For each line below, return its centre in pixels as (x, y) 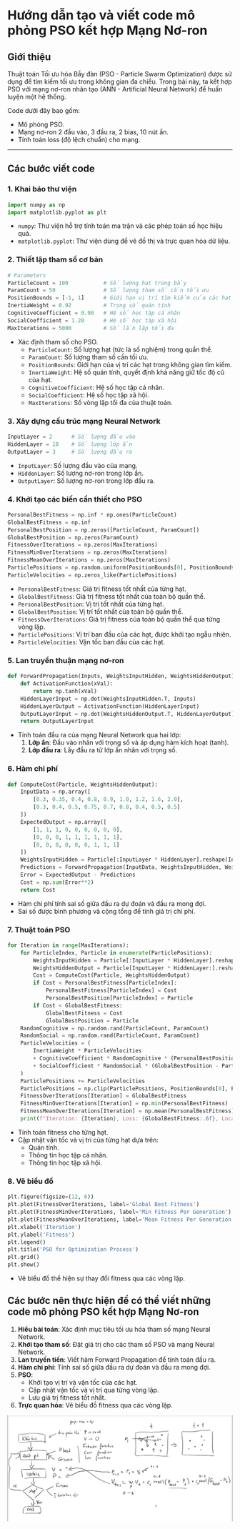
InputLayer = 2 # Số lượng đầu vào (71, 437)
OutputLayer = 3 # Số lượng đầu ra (70, 452)
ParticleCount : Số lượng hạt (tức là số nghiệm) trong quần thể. (120, 349)
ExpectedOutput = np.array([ (64, 822)
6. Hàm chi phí (33, 769)
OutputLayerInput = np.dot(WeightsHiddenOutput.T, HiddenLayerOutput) (127, 714)
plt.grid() (24, 1257)
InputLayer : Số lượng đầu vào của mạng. (77, 465)
